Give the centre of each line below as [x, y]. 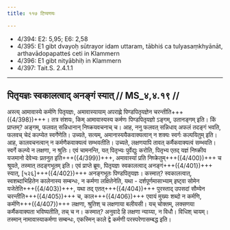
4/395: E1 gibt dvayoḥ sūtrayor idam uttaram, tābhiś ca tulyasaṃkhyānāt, [120, 46]
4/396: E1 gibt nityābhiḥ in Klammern [69, 60]
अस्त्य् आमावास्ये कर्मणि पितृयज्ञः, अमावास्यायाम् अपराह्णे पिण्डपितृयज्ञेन [80, 112]
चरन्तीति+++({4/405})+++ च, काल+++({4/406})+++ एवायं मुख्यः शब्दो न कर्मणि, [104, 197]
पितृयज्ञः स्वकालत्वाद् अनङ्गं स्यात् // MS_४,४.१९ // [93, 96]
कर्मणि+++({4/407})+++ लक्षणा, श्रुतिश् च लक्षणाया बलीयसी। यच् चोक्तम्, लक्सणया [101, 204]
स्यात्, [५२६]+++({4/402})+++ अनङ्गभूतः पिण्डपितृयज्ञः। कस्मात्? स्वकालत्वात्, [100, 173]
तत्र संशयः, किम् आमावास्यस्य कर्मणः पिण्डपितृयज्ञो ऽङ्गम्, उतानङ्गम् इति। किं [133, 119]
